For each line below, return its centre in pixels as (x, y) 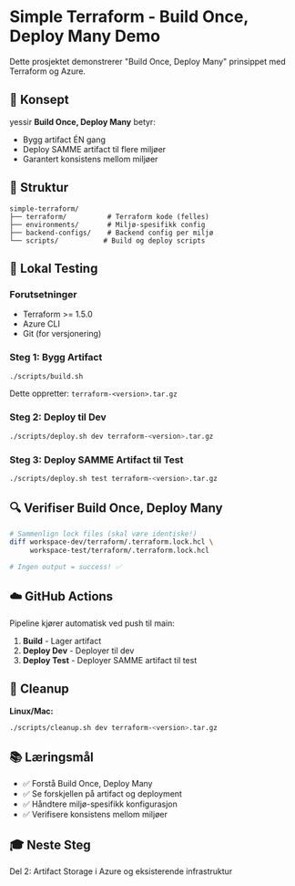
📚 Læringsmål (51, 757)
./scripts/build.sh (46, 376)
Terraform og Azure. (48, 71)
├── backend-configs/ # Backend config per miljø (112, 233)
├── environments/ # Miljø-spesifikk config (107, 224)
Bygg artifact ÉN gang (64, 140)
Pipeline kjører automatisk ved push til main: (92, 623)
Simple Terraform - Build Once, (129, 17)
